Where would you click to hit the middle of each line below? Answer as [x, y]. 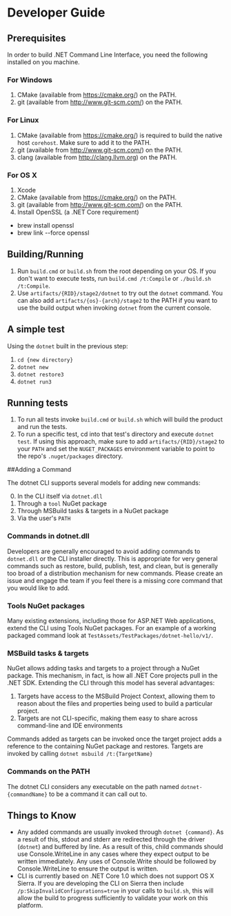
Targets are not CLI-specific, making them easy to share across [107, 718]
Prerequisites [37, 38]
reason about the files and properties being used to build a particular [115, 704]
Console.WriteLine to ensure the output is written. [88, 869]
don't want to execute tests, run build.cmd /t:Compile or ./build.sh [114, 278]
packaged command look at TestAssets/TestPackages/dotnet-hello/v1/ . [110, 635]
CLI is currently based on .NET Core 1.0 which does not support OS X [115, 876]
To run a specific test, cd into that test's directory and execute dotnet [115, 434]
